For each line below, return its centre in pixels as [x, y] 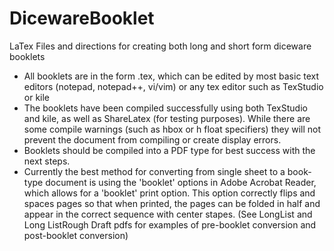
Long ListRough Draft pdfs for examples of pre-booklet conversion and [170, 224]
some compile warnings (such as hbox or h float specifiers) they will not [172, 129]
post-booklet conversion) [76, 235]
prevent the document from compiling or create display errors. [152, 139]
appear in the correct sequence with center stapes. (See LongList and [168, 214]
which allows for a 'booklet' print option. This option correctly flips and [169, 193]
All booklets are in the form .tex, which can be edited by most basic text [171, 76]
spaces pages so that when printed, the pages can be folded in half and [172, 203]
